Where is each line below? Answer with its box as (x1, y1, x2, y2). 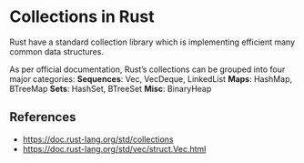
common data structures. (9, 46, 105, 56)
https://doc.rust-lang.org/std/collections (22, 134, 175, 145)
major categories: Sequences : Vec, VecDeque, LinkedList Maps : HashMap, (9, 73, 293, 84)
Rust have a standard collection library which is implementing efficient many (9, 36, 296, 47)
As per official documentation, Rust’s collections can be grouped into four (9, 64, 286, 75)
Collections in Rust (9, 6, 155, 27)
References (9, 109, 76, 125)
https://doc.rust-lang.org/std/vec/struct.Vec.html (22, 143, 207, 154)
